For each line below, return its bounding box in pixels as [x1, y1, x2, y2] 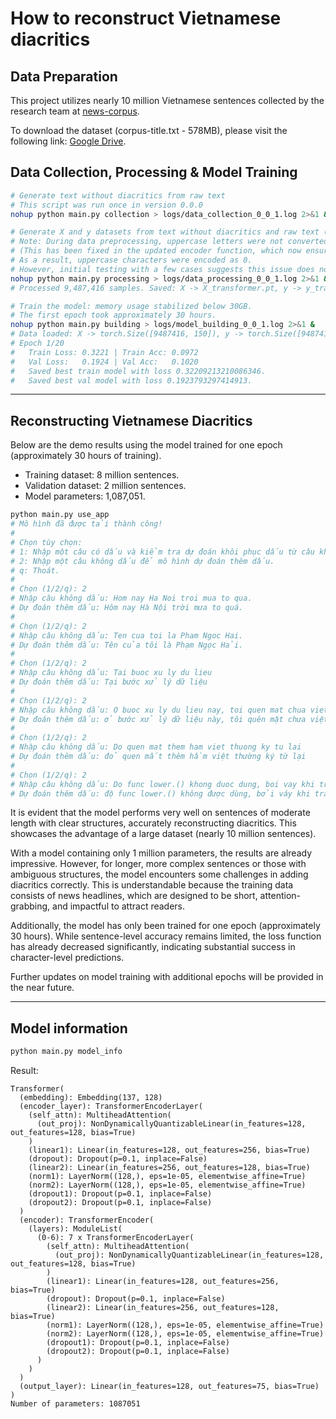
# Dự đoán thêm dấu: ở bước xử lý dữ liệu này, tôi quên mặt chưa [10, 714, 307, 724]
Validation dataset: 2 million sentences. [24, 480, 187, 492]
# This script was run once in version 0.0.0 [10, 200, 203, 210]
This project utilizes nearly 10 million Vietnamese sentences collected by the [10, 95, 325, 106]
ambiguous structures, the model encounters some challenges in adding [10, 868, 309, 881]
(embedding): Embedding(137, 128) [19, 1093, 163, 1103]
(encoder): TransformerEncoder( [19, 1215, 155, 1226]
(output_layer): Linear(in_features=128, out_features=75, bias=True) [19, 1382, 320, 1392]
